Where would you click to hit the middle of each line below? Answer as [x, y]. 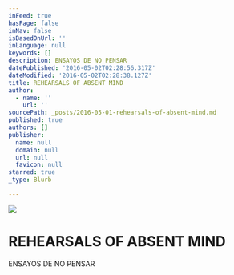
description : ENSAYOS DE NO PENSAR [68, 61]
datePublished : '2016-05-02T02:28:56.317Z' [82, 68]
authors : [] [28, 127]
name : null [34, 142]
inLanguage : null [37, 46]
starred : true [32, 172]
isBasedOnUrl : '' [37, 38]
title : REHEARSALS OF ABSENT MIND [66, 83]
